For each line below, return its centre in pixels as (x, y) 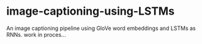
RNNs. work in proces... (36, 34)
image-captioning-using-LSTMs (91, 11)
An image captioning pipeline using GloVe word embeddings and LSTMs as (101, 28)
